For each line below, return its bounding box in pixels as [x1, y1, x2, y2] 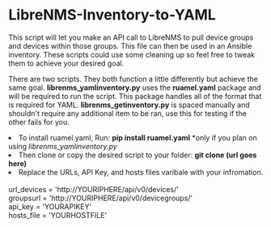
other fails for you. [8, 117, 70, 126]
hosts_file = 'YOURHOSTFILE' [8, 210, 108, 220]
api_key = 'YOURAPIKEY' [8, 201, 92, 212]
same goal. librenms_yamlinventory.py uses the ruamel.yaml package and [8, 83, 261, 92]
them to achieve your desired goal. [8, 58, 125, 68]
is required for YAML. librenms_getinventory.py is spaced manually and [8, 100, 251, 109]
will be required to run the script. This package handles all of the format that [8, 91, 262, 101]
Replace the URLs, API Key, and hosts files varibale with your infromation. [19, 167, 264, 177]
